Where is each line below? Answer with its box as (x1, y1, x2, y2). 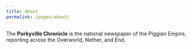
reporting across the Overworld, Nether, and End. (6, 36, 126, 43)
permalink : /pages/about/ (6, 14, 69, 20)
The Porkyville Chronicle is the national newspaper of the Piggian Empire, (6, 30, 187, 37)
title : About (6, 8, 38, 15)
